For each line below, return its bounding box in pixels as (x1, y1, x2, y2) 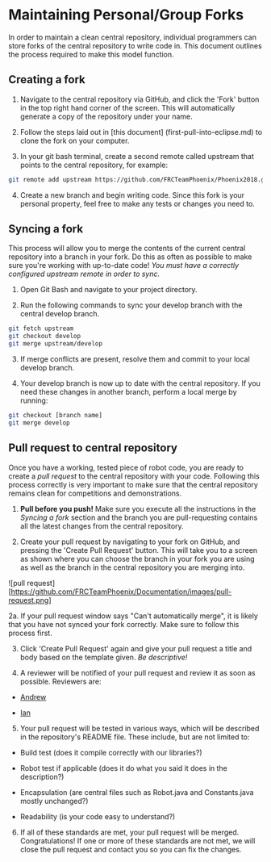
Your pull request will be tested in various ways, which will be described (19, 723, 260, 733)
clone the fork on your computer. (19, 136, 130, 145)
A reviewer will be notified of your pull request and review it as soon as (19, 667, 256, 677)
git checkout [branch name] (8, 412, 103, 420)
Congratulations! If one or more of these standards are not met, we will (19, 835, 256, 845)
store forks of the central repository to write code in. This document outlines (8, 40, 262, 50)
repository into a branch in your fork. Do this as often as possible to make (8, 252, 252, 262)
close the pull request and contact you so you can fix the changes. (19, 844, 242, 854)
